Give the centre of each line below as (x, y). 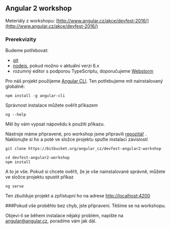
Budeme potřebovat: (27, 50)
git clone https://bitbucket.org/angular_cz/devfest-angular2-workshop (83, 149)
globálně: (15, 87)
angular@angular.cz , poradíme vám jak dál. (51, 221)
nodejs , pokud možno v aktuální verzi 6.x (56, 66)
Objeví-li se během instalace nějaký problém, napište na (65, 216)
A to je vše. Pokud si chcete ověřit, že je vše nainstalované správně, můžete (85, 172)
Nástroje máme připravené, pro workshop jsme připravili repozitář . (76, 134)
